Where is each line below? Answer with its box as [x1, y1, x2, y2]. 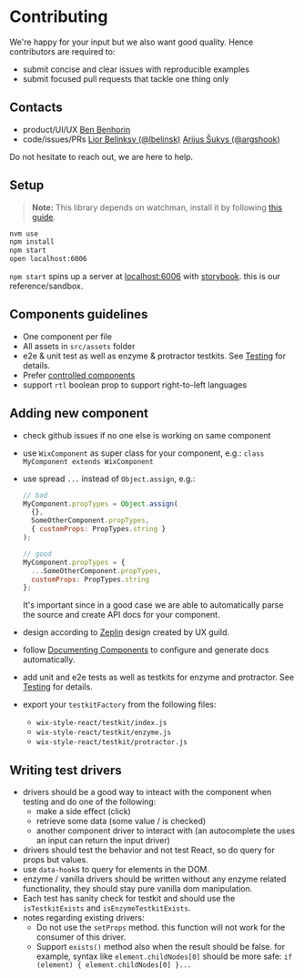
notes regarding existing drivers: [22, 912, 145, 923]
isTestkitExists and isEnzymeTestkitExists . [22, 902, 191, 913]
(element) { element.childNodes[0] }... [35, 961, 192, 970]
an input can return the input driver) [35, 835, 171, 846]
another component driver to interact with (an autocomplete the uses [35, 825, 296, 836]
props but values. [22, 854, 88, 865]
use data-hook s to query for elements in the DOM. [22, 864, 210, 875]
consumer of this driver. [35, 932, 127, 943]
